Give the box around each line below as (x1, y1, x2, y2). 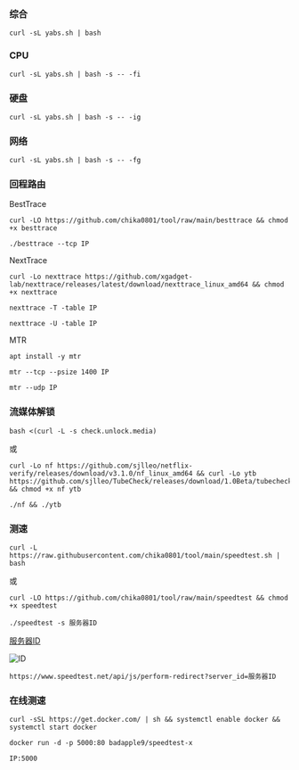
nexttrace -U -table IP (9, 319, 98, 328)
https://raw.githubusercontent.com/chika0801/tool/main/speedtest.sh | (9, 551, 280, 560)
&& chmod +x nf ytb (9, 484, 82, 493)
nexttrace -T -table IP (9, 303, 98, 313)
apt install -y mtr (9, 352, 82, 361)
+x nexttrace (9, 288, 58, 297)
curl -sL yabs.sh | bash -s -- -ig (9, 112, 141, 121)
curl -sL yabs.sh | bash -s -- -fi (9, 70, 141, 79)
